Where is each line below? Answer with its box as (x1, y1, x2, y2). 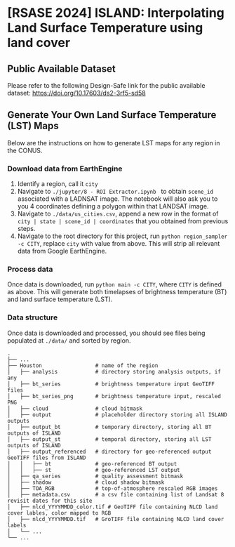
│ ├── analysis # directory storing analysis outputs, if (7, 368, 221, 375)
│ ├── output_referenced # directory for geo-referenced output (7, 448, 212, 455)
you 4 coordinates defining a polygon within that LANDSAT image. (17, 202, 209, 211)
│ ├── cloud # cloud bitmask (7, 405, 142, 412)
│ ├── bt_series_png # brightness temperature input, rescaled (7, 393, 221, 400)
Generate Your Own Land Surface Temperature (7, 109, 217, 121)
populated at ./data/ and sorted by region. (7, 336, 131, 345)
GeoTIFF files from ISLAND (7, 454, 86, 461)
